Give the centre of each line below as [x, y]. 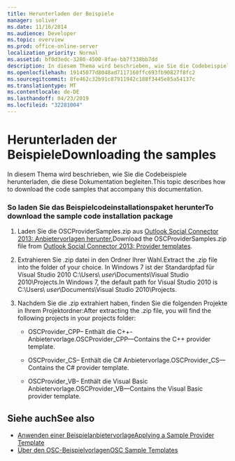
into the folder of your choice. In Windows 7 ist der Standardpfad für [116, 267]
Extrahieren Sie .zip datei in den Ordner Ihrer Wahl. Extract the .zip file [117, 260]
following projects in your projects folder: [77, 318]
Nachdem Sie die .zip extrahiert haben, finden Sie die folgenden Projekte [122, 303]
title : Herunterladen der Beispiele [60, 14]
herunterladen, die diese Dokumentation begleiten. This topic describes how [116, 181]
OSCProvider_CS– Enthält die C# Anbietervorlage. [99, 360]
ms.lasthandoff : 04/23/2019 [48, 99]
